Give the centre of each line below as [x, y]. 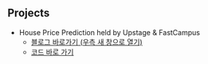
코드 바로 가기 [52, 52]
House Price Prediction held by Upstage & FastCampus [110, 32]
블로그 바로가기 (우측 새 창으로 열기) [86, 42]
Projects [29, 13]
